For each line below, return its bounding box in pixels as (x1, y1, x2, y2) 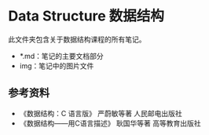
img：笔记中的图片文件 (19, 60, 94, 71)
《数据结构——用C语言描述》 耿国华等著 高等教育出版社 (19, 119, 201, 128)
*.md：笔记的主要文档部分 (19, 51, 104, 60)
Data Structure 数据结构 (8, 7, 165, 25)
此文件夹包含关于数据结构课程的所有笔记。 (8, 35, 146, 44)
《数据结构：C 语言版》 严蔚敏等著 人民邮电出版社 (19, 108, 182, 118)
